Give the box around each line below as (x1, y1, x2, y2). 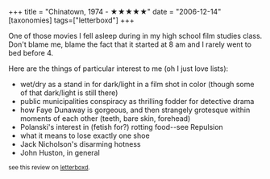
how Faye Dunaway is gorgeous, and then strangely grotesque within (19, 105, 251, 114)
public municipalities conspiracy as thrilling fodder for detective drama (19, 97, 255, 106)
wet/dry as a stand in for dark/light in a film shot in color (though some (19, 80, 255, 89)
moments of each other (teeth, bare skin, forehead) (19, 114, 191, 123)
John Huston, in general (19, 148, 101, 157)
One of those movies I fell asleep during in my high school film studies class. (8, 31, 263, 40)
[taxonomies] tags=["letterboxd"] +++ (8, 15, 135, 25)
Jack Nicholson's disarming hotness (19, 139, 141, 148)
